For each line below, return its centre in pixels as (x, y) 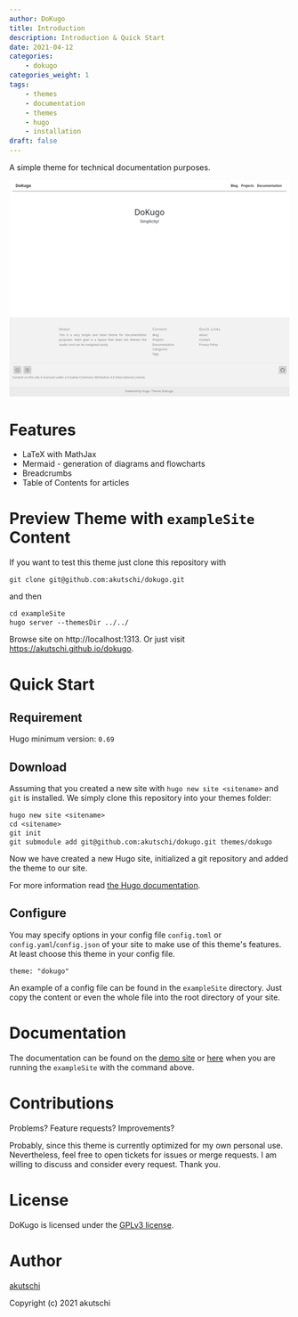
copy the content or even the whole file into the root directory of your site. (145, 997)
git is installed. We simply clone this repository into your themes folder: (141, 798)
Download (38, 767)
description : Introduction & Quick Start (87, 37)
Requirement (46, 717)
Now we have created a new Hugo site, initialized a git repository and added (149, 859)
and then (25, 596)
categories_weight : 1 (49, 76)
